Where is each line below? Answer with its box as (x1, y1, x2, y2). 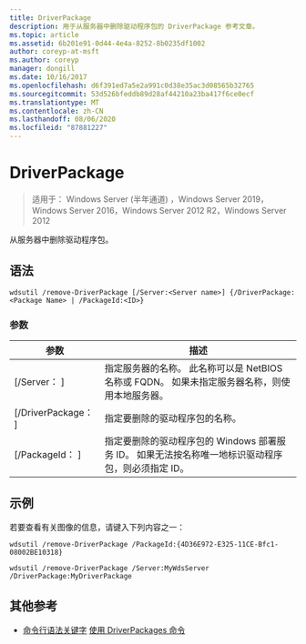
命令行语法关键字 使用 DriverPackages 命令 (22, 624, 186, 635)
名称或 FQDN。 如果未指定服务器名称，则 (104, 376, 281, 388)
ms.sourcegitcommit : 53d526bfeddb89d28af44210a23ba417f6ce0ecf (9, 89, 255, 98)
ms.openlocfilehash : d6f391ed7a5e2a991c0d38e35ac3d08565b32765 (9, 81, 255, 90)
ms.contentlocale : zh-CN (9, 106, 104, 116)
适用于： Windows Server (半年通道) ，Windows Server (31, 193, 241, 205)
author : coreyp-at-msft (9, 47, 100, 56)
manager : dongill (9, 65, 76, 74)
